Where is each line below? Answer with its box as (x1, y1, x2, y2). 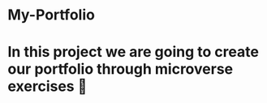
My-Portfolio (7, 6, 95, 24)
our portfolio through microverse (7, 60, 234, 79)
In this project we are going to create (7, 43, 259, 62)
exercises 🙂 (7, 77, 88, 96)
